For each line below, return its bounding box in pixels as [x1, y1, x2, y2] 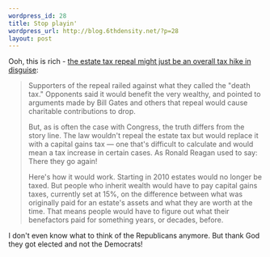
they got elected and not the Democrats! [8, 239, 143, 249]
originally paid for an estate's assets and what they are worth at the [27, 198, 253, 208]
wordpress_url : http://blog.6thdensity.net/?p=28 [8, 27, 179, 35]
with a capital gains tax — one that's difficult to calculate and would [27, 139, 254, 150]
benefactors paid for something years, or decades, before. [27, 215, 224, 225]
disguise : [8, 65, 39, 75]
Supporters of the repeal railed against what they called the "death [27, 81, 251, 91]
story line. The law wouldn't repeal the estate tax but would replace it [27, 131, 259, 141]
